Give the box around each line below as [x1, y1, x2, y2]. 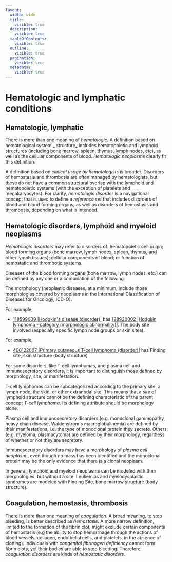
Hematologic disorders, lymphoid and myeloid [5, 222, 157, 230]
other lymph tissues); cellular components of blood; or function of [5, 254, 145, 260]
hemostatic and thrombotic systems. [5, 260, 83, 266]
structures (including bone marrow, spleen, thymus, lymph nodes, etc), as [5, 148, 161, 154]
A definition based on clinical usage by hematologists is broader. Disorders [5, 169, 164, 175]
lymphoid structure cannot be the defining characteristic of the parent [5, 394, 154, 400]
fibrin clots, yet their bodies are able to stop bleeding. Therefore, [5, 546, 142, 552]
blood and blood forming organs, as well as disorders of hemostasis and [5, 202, 158, 207]
